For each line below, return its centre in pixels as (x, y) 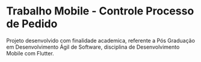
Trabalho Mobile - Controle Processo (100, 11)
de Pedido (32, 24)
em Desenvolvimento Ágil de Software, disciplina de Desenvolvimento (93, 47)
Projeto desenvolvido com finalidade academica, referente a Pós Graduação (101, 40)
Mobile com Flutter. (30, 53)
